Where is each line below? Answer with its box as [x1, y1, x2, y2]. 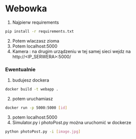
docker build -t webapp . [5, 87, 58, 92]
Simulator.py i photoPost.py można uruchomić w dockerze [12, 119, 132, 125]
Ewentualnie [5, 66, 36, 73]
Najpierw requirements [12, 19, 59, 25]
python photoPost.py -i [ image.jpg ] [5, 129, 81, 134]
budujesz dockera [12, 77, 49, 83]
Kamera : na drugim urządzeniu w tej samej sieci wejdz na [12, 48, 131, 54]
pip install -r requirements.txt [5, 29, 74, 34]
